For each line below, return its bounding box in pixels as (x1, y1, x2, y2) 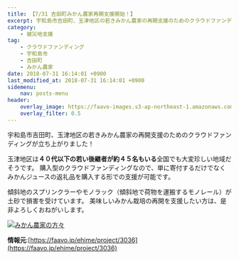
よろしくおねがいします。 (13, 205, 88, 214)
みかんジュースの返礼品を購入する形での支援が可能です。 (7, 172, 174, 181)
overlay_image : (20, 103, 65, 111)
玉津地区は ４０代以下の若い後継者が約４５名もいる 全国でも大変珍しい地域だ (7, 154, 232, 163)
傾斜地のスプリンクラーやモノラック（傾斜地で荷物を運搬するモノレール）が (7, 187, 232, 196)
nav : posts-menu (20, 90, 69, 97)
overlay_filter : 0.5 (20, 110, 81, 117)
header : (7, 97, 31, 104)
